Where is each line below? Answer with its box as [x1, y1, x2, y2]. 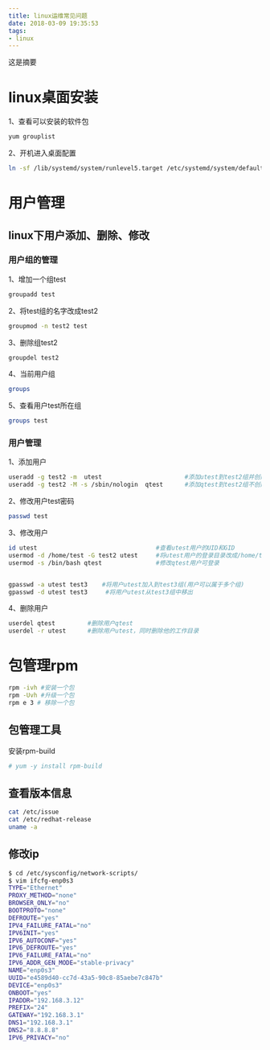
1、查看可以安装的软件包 [8, 117, 89, 126]
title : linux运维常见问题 [8, 11, 88, 20]
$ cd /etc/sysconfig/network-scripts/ [8, 869, 138, 877]
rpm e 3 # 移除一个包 [8, 698, 75, 706]
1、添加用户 [8, 457, 47, 467]
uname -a [8, 823, 38, 831]
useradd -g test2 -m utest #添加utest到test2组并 [8, 473, 255, 481]
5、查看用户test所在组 [8, 401, 82, 410]
